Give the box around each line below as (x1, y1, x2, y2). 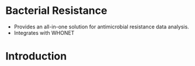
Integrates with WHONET (13, 29, 75, 36)
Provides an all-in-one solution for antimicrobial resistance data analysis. (13, 23, 189, 30)
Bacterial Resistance (5, 4, 107, 17)
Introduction (5, 50, 67, 63)
